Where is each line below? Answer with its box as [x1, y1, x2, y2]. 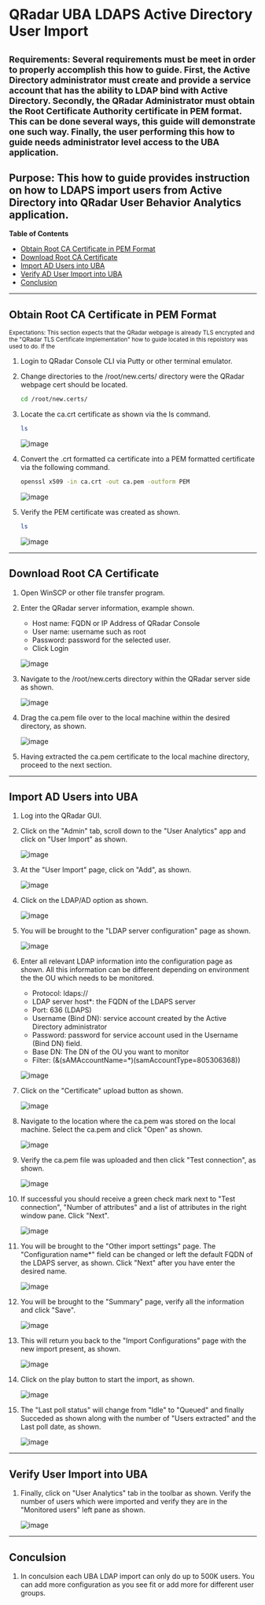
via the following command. [20, 462, 111, 472]
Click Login [31, 643, 69, 653]
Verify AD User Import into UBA [20, 269, 123, 279]
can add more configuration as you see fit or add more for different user [20, 1580, 255, 1589]
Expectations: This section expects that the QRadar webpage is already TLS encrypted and [9, 329, 255, 337]
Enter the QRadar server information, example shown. [20, 603, 195, 612]
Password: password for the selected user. [31, 635, 171, 645]
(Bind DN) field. [31, 1039, 83, 1048]
